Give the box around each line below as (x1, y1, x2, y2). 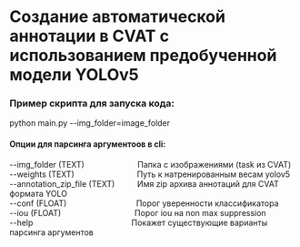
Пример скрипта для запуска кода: (9, 98, 175, 110)
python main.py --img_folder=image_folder (9, 118, 171, 129)
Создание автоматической (9, 6, 225, 27)
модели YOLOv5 (9, 65, 139, 86)
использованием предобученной (9, 46, 277, 66)
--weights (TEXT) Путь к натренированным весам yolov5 (9, 169, 291, 180)
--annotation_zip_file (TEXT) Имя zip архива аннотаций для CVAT (9, 178, 280, 189)
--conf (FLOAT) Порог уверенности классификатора (9, 198, 279, 209)
